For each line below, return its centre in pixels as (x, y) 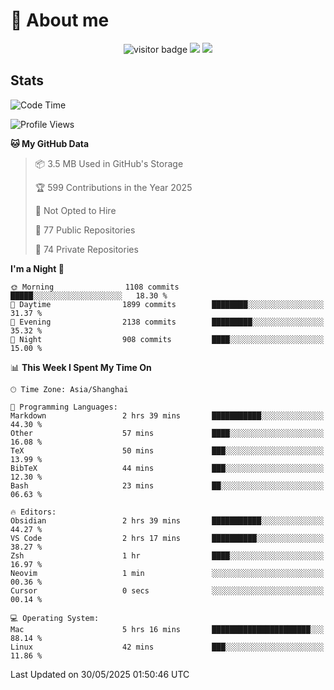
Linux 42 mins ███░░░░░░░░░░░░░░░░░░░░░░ (167, 647)
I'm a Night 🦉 (37, 268)
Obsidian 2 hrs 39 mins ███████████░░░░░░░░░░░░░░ (167, 520)
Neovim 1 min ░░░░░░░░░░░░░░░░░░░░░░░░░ (167, 573)
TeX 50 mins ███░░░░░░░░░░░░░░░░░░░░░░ (167, 450)
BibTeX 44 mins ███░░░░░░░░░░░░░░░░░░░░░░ (167, 468)
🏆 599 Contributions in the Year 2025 (113, 187)
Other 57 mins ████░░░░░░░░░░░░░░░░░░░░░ (167, 433)
